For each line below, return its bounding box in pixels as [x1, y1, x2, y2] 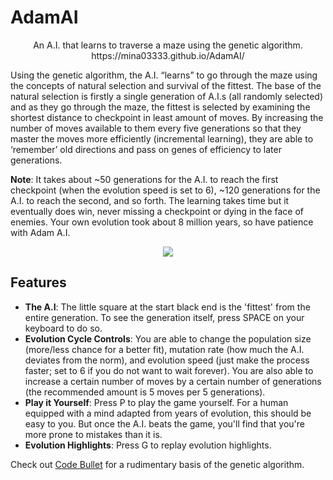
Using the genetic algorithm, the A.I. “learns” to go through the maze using [10, 69, 318, 81]
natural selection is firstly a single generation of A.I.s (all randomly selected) [10, 90, 324, 102]
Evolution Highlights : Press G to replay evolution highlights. [24, 439, 272, 451]
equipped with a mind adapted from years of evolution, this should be [24, 407, 312, 419]
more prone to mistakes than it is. [24, 428, 163, 440]
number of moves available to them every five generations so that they [10, 122, 302, 134]
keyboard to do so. [24, 322, 103, 334]
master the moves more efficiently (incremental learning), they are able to [10, 132, 314, 145]
